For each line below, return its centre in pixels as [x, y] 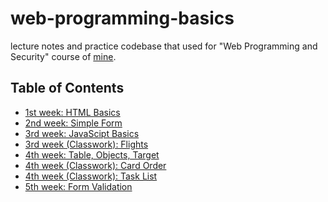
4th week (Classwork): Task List [91, 176]
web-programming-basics [122, 18]
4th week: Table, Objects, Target [92, 154]
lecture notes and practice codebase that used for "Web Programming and [164, 46]
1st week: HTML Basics [72, 112]
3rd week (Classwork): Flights [86, 144]
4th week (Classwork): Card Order [95, 165]
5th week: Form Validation [78, 186]
